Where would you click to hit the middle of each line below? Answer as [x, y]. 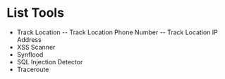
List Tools [36, 13]
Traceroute [33, 69]
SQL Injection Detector [50, 62]
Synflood [30, 55]
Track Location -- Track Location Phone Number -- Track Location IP [117, 32]
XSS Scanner [36, 47]
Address [29, 39]
